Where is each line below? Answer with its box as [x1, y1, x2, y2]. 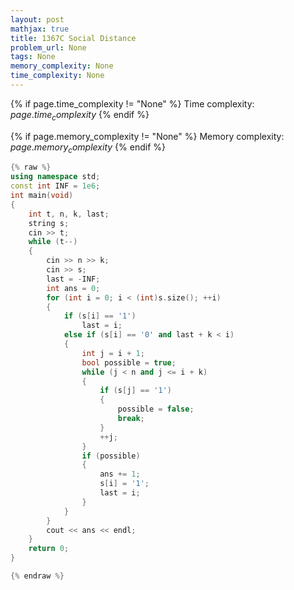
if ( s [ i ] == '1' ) [63, 311, 137, 321]
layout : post [10, 14, 65, 25]
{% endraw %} [10, 571, 65, 581]
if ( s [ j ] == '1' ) [99, 386, 172, 396]
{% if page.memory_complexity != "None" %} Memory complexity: [10, 130, 285, 142]
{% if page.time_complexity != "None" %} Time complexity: [10, 97, 255, 110]
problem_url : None [10, 42, 87, 53]
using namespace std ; [10, 172, 101, 182]
